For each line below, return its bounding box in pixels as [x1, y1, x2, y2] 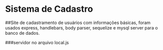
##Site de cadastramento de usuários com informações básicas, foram [5, 20, 151, 25]
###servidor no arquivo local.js [5, 39, 69, 45]
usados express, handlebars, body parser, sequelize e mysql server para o [5, 25, 158, 30]
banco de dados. [5, 30, 40, 36]
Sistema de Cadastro [5, 3, 93, 15]
